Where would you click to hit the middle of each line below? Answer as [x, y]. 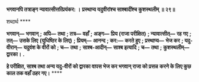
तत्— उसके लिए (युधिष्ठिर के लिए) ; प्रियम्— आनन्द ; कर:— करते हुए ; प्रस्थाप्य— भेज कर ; [95, 40]
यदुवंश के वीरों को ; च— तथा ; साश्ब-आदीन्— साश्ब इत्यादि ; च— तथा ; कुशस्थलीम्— [106, 47]
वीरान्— [14, 47]
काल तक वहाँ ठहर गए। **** [34, 73]
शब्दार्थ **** [19, 22]
